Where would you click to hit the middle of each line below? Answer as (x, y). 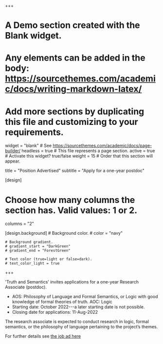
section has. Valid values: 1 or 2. (71, 210)
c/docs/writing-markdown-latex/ (73, 89)
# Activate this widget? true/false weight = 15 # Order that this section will (79, 156)
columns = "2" (19, 224)
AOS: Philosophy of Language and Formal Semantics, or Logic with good (85, 297)
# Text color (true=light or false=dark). (49, 259)
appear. (13, 161)
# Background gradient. (29, 242)
